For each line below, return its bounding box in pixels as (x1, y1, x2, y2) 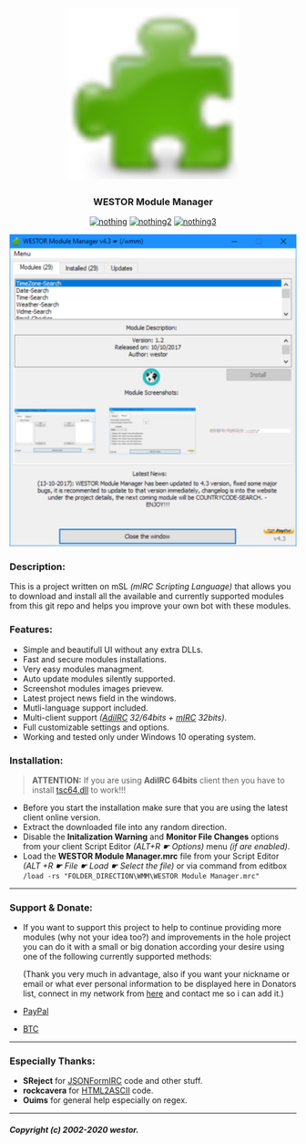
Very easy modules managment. (22, 663, 145, 674)
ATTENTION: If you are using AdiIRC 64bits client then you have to (31, 775, 285, 785)
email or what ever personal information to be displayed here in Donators (22, 979, 297, 990)
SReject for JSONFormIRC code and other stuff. (22, 1076, 203, 1087)
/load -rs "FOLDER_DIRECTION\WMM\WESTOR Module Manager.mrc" (22, 871, 260, 880)
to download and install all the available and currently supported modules (9, 591, 284, 602)
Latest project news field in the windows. (22, 692, 178, 703)
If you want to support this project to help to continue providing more (22, 922, 282, 933)
